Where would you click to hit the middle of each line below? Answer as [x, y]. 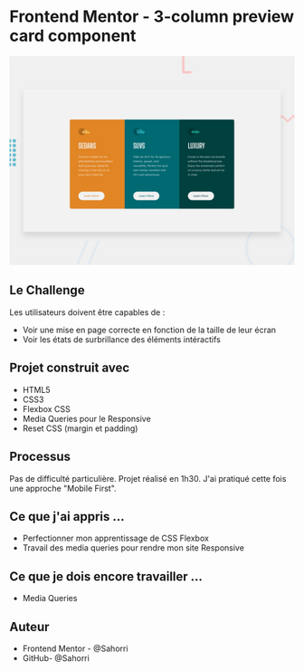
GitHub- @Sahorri [56, 657]
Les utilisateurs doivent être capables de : [87, 312]
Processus [40, 457]
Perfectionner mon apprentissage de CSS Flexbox [116, 538]
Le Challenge [47, 290]
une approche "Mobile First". [63, 488]
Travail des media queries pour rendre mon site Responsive [133, 548]
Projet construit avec [70, 368]
